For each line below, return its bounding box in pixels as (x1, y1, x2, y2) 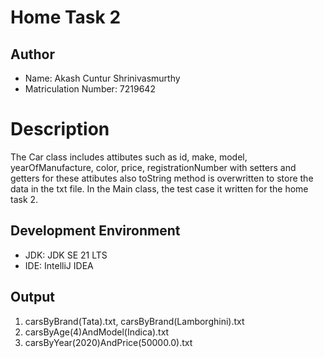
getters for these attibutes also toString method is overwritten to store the (10, 172, 314, 184)
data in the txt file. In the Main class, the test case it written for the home (10, 182, 309, 195)
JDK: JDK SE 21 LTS (24, 249, 108, 261)
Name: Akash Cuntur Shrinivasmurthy (24, 72, 181, 84)
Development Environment (10, 222, 181, 240)
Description (10, 118, 110, 141)
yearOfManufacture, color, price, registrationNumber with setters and (10, 161, 297, 173)
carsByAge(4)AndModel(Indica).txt (24, 326, 170, 338)
